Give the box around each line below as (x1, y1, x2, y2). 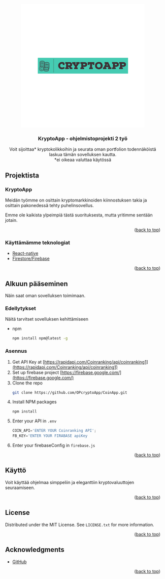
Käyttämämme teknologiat (5, 239, 70, 246)
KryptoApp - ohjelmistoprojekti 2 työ (37, 135, 128, 142)
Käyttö (5, 466, 26, 475)
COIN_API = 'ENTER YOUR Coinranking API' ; (12, 428, 97, 433)
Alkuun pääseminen (5, 280, 68, 288)
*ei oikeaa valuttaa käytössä (54, 157, 112, 163)
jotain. (5, 217, 18, 223)
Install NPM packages (12, 399, 57, 405)
